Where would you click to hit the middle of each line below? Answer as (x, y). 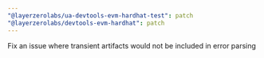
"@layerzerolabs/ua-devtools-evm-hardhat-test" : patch (100, 15)
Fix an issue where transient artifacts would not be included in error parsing (132, 45)
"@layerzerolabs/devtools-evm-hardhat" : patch (86, 23)
